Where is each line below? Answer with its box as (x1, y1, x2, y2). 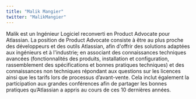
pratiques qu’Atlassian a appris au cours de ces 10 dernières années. (6, 86, 171, 93)
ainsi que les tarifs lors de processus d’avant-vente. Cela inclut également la (6, 74, 190, 81)
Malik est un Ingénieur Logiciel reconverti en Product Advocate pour (6, 30, 170, 37)
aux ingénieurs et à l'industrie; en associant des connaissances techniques (6, 49, 187, 56)
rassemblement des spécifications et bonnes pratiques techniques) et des (6, 61, 185, 68)
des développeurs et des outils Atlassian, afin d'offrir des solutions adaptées (6, 42, 190, 50)
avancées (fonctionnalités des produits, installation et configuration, (6, 55, 169, 62)
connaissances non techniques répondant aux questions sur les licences (6, 67, 181, 74)
